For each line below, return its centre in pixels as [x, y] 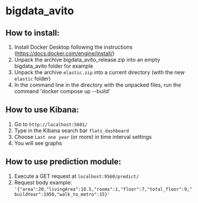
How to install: [33, 33]
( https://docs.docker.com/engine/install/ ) [64, 53]
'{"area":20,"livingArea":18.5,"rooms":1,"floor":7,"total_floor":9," [103, 189]
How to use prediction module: [63, 162]
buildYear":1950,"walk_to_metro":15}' [62, 194]
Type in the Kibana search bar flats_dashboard [71, 130]
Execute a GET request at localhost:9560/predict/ [76, 176]
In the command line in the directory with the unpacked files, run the [98, 85]
